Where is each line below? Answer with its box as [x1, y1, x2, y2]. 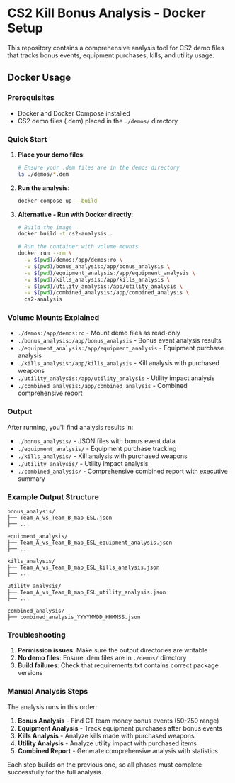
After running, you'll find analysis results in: [7, 423, 134, 431]
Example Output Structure [7, 492, 99, 501]
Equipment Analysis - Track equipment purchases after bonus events [17, 723, 223, 732]
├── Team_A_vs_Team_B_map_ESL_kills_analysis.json [7, 564, 160, 572]
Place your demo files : [17, 150, 85, 159]
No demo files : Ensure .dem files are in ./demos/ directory [17, 654, 187, 662]
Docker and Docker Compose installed [17, 109, 131, 118]
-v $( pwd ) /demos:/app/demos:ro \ [24, 257, 123, 264]
